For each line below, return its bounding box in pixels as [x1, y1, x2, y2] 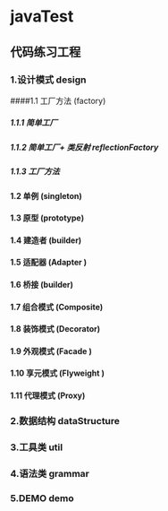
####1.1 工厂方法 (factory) [10, 95, 106, 106]
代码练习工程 [10, 44, 81, 59]
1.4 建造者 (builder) [10, 235, 82, 246]
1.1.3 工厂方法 [10, 166, 61, 177]
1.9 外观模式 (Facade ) [10, 345, 92, 356]
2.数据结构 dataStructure [10, 414, 120, 427]
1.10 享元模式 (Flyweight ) [10, 368, 105, 378]
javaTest [10, 6, 74, 27]
